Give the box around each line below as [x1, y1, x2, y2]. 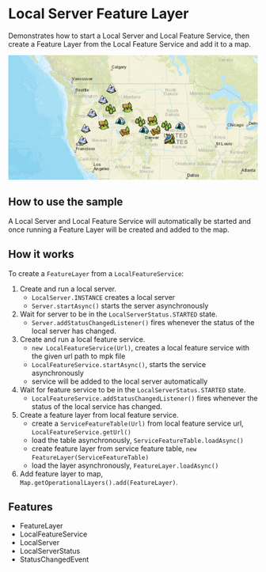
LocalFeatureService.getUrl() [31, 428, 132, 436]
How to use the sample [8, 195, 123, 209]
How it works [8, 248, 74, 261]
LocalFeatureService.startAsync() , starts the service [31, 359, 207, 369]
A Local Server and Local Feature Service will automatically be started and [8, 216, 252, 225]
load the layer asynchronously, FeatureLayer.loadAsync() [31, 460, 219, 470]
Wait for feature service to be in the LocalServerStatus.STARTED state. [19, 384, 246, 394]
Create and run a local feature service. [19, 334, 146, 344]
